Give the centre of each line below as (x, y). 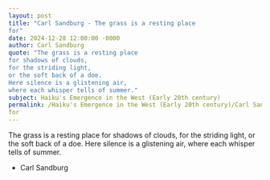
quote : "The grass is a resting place (73, 53)
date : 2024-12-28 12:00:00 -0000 (64, 38)
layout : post (30, 16)
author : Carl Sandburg (46, 46)
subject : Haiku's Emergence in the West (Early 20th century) (115, 98)
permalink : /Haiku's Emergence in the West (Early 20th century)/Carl (129, 105)
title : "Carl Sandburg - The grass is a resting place (102, 23)
